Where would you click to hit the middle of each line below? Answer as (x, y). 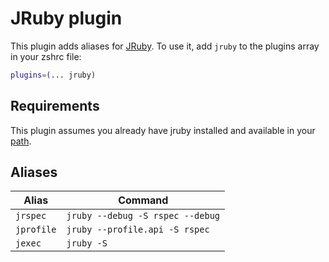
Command (143, 200)
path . (21, 141)
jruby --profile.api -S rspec (138, 230)
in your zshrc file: (46, 56)
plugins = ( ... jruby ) (53, 75)
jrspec (31, 216)
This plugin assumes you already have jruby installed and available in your (163, 130)
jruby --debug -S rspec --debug (143, 216)
